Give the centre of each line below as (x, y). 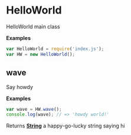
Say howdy (20, 87)
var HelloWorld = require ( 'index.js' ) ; (55, 49)
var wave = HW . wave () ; (34, 109)
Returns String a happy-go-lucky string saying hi (65, 126)
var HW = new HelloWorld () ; (41, 54)
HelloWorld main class (33, 27)
